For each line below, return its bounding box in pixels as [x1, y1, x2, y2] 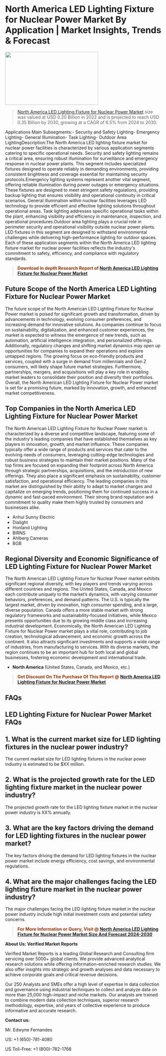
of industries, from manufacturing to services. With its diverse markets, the [5, 644, 159, 650]
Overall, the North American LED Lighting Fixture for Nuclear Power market [5, 379, 159, 385]
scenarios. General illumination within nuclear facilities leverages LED [5, 197, 147, 203]
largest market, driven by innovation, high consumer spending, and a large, [5, 602, 159, 608]
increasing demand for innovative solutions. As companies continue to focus [5, 321, 162, 327]
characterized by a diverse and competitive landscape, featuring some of [5, 431, 155, 436]
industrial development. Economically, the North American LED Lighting [5, 623, 151, 629]
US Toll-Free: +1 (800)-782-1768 [5, 1046, 72, 1052]
